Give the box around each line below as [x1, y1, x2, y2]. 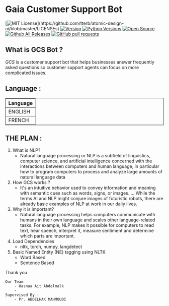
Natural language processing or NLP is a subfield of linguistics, [20, 153, 151, 159]
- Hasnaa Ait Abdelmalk [14, 284, 64, 289]
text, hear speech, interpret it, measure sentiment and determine [20, 228, 154, 234]
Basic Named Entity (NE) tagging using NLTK [12, 249, 106, 255]
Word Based [20, 255, 46, 261]
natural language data [20, 174, 65, 180]
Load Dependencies [12, 238, 54, 244]
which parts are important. [20, 233, 75, 239]
